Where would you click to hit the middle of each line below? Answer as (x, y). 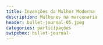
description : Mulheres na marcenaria (52, 17)
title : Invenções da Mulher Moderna (50, 11)
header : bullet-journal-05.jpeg (45, 22)
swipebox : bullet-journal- (39, 33)
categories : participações (39, 28)
